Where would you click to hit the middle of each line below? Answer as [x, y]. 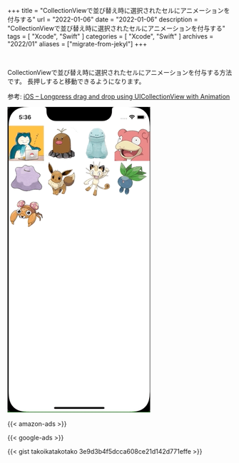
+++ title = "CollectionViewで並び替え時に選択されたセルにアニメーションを [119, 10]
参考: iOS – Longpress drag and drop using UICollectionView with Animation [119, 96]
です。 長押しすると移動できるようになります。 [76, 81]
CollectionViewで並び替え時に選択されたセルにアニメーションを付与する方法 [120, 72]
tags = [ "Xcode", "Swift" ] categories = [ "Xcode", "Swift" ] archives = [111, 36]
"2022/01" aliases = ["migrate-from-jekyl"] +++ [77, 44]
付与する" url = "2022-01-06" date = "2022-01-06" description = [103, 19]
